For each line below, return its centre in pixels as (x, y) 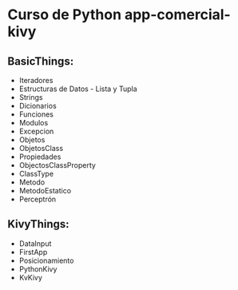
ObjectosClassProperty (58, 165)
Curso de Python (64, 15)
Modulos (34, 123)
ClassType (36, 174)
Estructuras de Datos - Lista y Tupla (78, 89)
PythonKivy (38, 268)
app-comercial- (177, 15)
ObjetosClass (41, 148)
